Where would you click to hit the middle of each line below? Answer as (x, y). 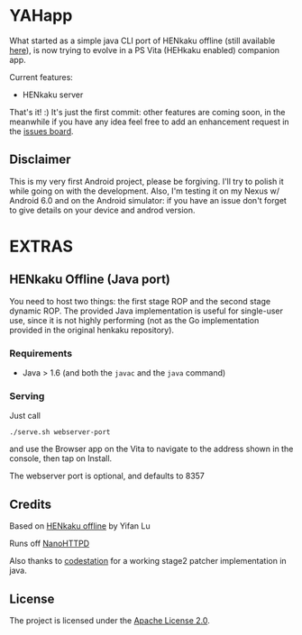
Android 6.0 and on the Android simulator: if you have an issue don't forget (148, 200)
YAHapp (41, 16)
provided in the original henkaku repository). (92, 330)
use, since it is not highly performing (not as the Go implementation (134, 320)
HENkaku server (53, 95)
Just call (25, 416)
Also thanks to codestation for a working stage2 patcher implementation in (148, 561)
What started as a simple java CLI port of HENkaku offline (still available (142, 41)
